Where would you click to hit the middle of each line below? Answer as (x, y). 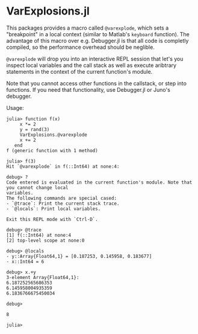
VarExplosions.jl (48, 11)
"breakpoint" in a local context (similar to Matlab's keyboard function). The (98, 34)
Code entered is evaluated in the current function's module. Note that (99, 182)
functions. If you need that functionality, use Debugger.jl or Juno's (88, 89)
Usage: (15, 108)
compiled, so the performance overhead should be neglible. (80, 47)
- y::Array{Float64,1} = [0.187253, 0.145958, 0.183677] (79, 256)
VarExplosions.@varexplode (53, 135)
